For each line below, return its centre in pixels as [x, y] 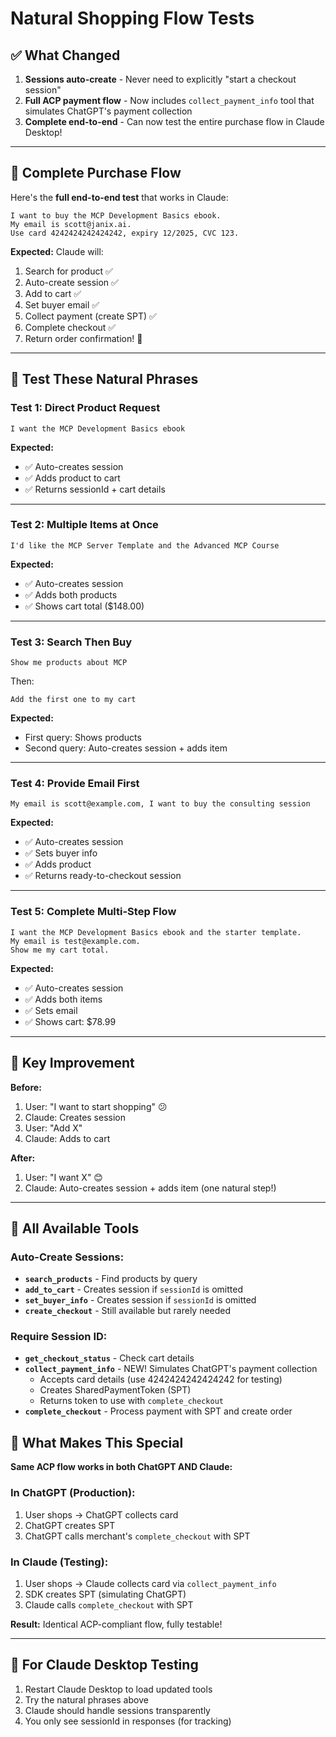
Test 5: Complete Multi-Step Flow [93, 912]
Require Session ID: [59, 1337]
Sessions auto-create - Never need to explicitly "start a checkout [160, 79]
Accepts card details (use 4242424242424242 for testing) [161, 1379]
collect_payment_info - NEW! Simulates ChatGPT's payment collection [171, 1369]
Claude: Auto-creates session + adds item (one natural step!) [150, 1188]
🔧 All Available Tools [75, 1228]
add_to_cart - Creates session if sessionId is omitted [133, 1289]
